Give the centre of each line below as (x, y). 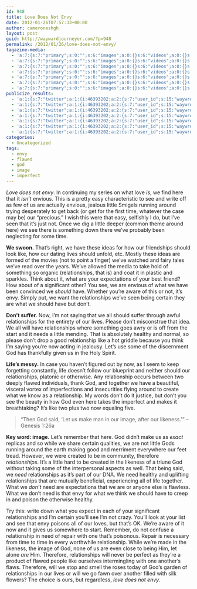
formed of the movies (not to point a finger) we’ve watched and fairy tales (95, 260)
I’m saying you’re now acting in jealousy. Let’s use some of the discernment (97, 346)
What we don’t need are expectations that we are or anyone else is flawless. (98, 487)
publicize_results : (30, 94)
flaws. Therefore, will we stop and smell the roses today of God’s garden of (97, 567)
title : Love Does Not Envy (39, 17)
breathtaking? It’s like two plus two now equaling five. (71, 408)
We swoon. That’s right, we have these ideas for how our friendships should (98, 247)
